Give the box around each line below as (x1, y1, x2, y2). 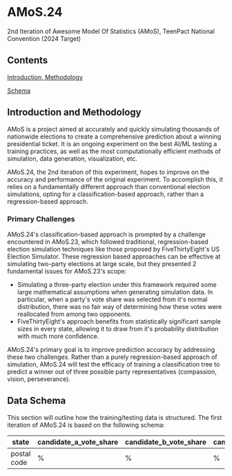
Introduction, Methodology (7, 73, 83, 81)
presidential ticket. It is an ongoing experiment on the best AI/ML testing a (7, 139, 217, 148)
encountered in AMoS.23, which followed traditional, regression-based (7, 237, 209, 246)
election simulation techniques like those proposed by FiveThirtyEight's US (7, 245, 220, 253)
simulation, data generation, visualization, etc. (7, 154, 138, 163)
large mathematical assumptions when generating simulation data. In (17, 288, 213, 296)
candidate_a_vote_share (37, 437, 119, 447)
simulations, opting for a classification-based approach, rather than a (7, 190, 204, 198)
